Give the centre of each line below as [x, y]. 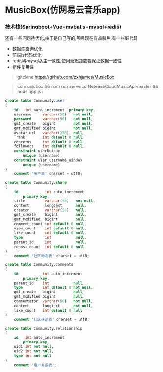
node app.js [29, 92]
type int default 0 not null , [54, 287]
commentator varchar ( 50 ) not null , [54, 301]
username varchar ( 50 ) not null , [54, 114]
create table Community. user [35, 101]
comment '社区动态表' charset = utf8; [52, 256]
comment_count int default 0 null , [50, 224]
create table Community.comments [39, 265]
